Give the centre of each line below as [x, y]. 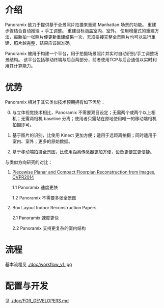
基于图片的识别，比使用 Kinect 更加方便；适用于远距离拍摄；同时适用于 [84, 135]
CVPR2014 [23, 177]
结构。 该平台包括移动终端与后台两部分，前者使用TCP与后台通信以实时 [81, 59]
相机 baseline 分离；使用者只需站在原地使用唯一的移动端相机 [95, 118]
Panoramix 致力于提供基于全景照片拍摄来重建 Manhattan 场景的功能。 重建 [81, 25]
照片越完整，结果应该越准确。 [44, 43]
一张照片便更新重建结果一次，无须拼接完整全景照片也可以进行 [89, 37]
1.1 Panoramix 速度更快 [35, 187]
